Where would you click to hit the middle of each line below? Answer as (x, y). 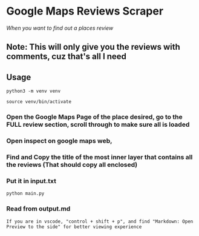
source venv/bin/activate (39, 102)
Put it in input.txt (31, 181)
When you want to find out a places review (60, 28)
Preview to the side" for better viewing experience (74, 227)
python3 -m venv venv (34, 91)
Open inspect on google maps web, (59, 141)
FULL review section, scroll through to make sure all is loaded (98, 124)
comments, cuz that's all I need (67, 57)
